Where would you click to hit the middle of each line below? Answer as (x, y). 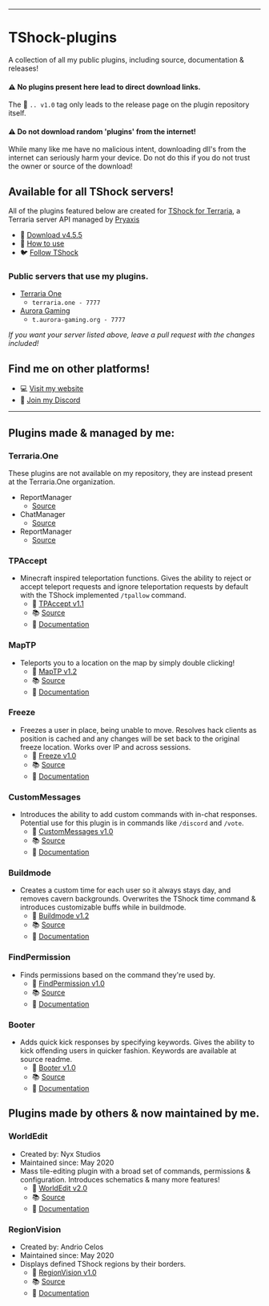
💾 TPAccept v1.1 (58, 604)
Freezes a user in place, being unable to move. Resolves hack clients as (138, 730)
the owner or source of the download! (71, 166)
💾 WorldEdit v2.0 (60, 1188)
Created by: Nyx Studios (60, 1153)
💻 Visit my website (52, 389)
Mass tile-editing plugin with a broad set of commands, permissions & (135, 1171)
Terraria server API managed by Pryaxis (74, 220)
